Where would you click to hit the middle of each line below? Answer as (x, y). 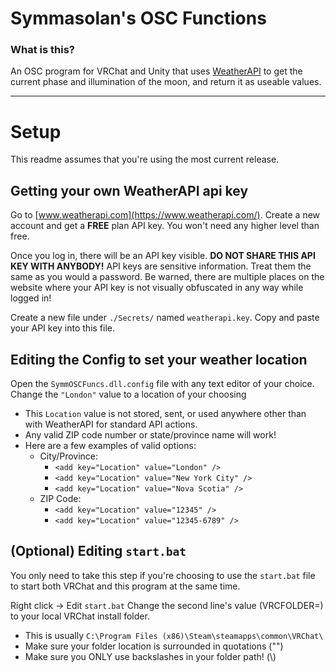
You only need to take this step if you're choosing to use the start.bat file (163, 575)
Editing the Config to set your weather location (159, 359)
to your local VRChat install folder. (80, 616)
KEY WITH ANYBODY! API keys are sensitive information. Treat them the (161, 266)
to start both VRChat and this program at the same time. (125, 586)
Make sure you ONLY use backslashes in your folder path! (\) (150, 656)
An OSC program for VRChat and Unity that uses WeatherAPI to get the (156, 71)
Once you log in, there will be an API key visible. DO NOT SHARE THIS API (163, 256)
